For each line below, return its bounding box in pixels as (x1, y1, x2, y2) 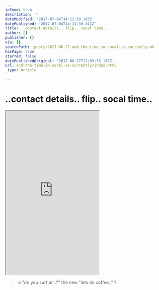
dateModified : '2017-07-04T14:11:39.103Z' (5, 16, 94, 21)
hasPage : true (5, 49, 35, 54)
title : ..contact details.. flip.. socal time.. (5, 26, 108, 31)
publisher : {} (5, 35, 35, 40)
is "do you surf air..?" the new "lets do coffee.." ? (17, 279, 117, 285)
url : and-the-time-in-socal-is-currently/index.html (5, 63, 117, 68)
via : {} (5, 40, 21, 45)
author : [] (5, 30, 28, 35)
